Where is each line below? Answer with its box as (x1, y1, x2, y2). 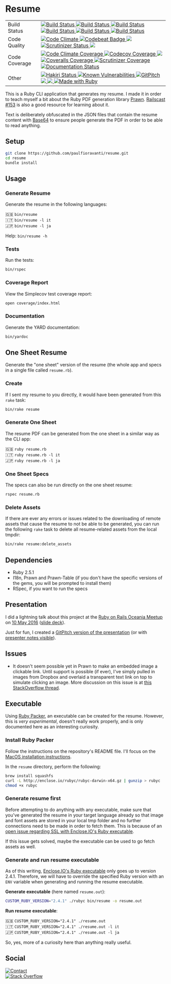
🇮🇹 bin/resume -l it (5, 217, 51, 223)
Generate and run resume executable (5, 856, 99, 863)
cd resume (5, 155, 26, 161)
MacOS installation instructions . (5, 753, 72, 759)
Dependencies (5, 556, 52, 564)
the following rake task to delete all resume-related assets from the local (5, 526, 157, 532)
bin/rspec (5, 267, 26, 272)
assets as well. (5, 843, 36, 850)
